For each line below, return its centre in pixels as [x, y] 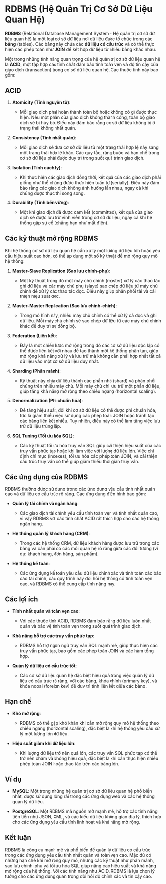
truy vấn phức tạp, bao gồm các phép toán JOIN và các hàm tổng [87, 651]
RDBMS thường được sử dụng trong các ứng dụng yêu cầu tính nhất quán [80, 489]
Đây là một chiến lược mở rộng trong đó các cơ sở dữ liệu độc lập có [89, 345]
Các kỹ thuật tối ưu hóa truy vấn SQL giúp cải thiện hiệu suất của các [90, 445]
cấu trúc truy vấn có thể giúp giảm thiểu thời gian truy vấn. [80, 461]
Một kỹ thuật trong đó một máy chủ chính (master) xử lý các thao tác [90, 280]
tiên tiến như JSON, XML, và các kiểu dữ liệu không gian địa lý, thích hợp [87, 816]
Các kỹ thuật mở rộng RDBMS [52, 239]
